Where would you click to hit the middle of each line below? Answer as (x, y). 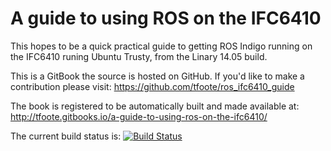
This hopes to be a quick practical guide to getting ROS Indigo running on (161, 46)
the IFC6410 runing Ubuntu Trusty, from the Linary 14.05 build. (139, 56)
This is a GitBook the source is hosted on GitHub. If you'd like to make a (157, 76)
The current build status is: (66, 136)
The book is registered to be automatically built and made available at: (155, 106)
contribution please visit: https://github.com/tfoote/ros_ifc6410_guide (152, 86)
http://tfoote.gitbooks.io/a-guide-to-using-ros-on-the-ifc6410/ (139, 116)
